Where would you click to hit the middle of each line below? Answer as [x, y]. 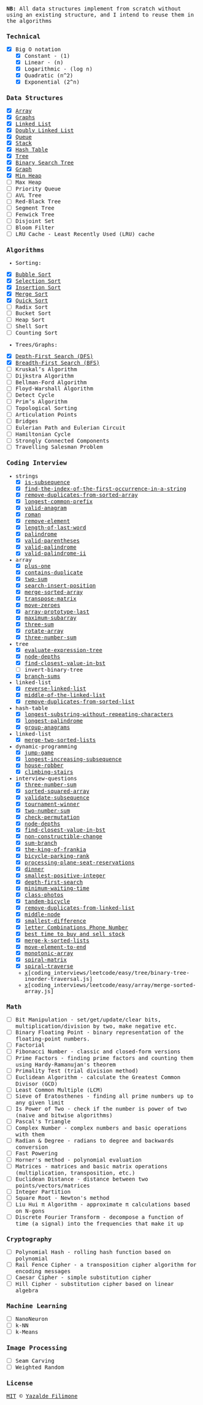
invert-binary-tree [54, 670]
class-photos [44, 895]
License [20, 1383]
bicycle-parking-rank [57, 856]
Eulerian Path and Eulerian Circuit [70, 427]
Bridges [27, 421]
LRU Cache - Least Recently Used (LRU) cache [85, 234]
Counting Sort [36, 333]
